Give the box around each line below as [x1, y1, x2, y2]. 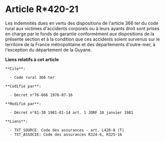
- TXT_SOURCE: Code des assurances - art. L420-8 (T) [10, 127, 124, 132]
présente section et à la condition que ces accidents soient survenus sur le [5, 36, 160, 42]
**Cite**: [5, 66, 26, 71]
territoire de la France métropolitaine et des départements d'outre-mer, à [5, 41, 155, 47]
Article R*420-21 [5, 4, 79, 15]
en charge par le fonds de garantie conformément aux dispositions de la [5, 31, 154, 37]
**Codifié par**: [5, 84, 42, 89]
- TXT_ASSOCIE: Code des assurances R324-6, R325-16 [10, 132, 122, 137]
